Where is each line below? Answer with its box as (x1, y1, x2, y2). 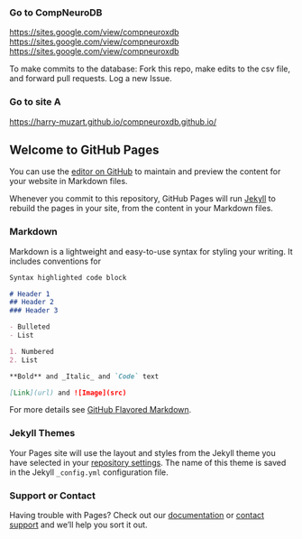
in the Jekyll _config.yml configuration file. (9, 467, 169, 478)
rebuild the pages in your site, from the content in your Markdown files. (9, 203, 273, 214)
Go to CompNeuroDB (9, 6, 103, 19)
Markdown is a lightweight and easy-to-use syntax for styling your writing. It (9, 246, 293, 256)
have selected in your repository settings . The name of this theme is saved (9, 457, 287, 468)
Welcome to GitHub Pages (9, 142, 160, 157)
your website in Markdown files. (9, 176, 128, 187)
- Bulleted (9, 322, 50, 331)
